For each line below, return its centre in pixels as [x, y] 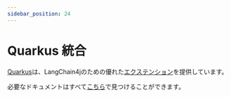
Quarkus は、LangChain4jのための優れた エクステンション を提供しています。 [118, 72]
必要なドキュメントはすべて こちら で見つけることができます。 [96, 86]
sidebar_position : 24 [39, 14]
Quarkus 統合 [47, 51]
